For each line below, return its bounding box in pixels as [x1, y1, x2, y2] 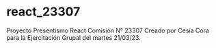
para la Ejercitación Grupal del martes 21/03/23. [6, 33, 141, 41]
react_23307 [6, 4, 81, 20]
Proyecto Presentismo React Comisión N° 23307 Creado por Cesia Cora [6, 26, 210, 34]
